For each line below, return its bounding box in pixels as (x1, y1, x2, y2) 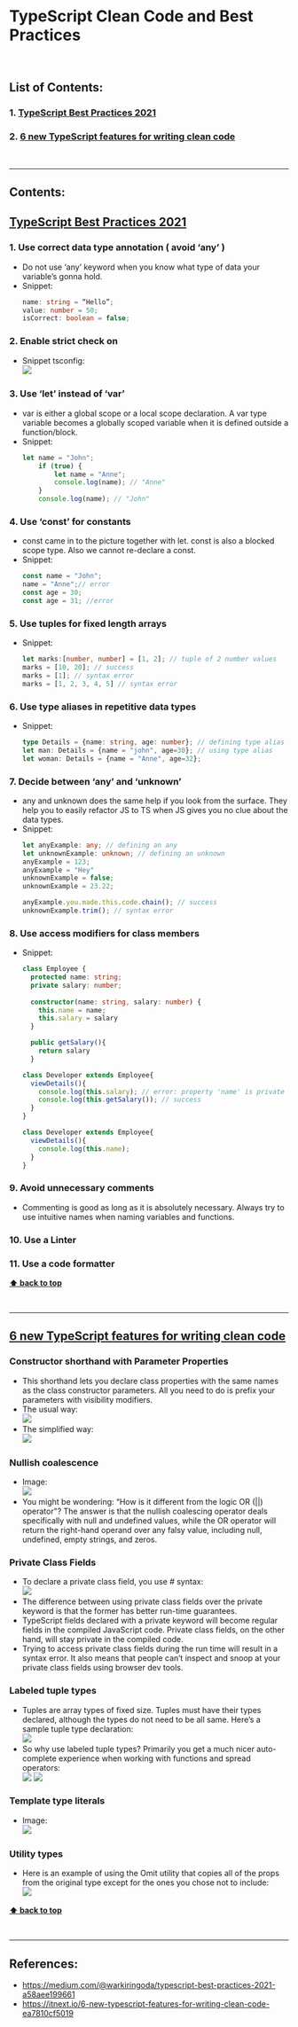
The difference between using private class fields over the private (21, 1596, 263, 1607)
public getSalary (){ (30, 1038, 106, 1047)
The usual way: (21, 1404, 78, 1414)
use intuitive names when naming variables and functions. (21, 1211, 235, 1222)
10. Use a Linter (9, 1233, 77, 1246)
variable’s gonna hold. (21, 270, 103, 281)
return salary (38, 1046, 90, 1056)
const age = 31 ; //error (21, 597, 114, 606)
